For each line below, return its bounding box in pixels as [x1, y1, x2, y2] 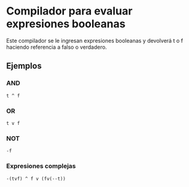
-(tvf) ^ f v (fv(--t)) [6, 176, 66, 182]
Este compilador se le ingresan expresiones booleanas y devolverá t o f [6, 37, 184, 44]
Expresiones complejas [6, 162, 76, 170]
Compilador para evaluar [6, 4, 133, 18]
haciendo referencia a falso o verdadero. [6, 43, 107, 51]
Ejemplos [6, 61, 42, 71]
